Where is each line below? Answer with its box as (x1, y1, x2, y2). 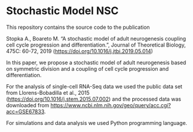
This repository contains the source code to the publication (6, 24, 151, 31)
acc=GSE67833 (6, 108, 45, 115)
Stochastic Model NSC (6, 4, 119, 18)
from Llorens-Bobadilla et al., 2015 (6, 89, 90, 96)
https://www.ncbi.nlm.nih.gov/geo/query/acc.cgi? (50, 101, 171, 108)
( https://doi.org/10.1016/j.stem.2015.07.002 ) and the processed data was (6, 95, 181, 103)
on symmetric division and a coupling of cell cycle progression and (6, 65, 169, 72)
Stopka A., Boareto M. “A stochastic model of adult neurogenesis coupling (6, 35, 187, 42)
